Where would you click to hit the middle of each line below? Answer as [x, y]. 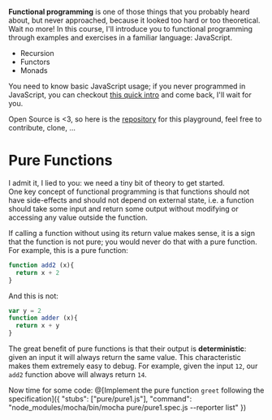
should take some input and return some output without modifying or [123, 208]
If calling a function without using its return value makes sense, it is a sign [132, 233]
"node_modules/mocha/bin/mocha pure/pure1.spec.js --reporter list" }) [127, 408]
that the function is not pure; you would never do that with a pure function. [133, 242]
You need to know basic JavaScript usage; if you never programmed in [127, 86]
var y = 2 [25, 311]
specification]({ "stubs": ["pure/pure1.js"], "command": [100, 399]
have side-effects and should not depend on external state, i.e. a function [131, 200]
